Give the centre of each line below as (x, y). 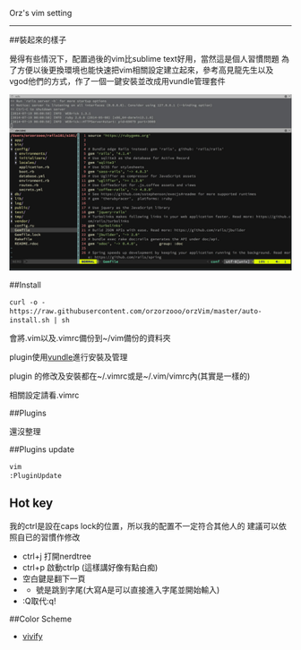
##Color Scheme (41, 619)
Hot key (31, 504)
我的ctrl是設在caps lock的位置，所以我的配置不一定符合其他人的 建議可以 (144, 526)
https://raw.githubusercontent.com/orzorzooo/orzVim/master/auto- (136, 312)
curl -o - (28, 303)
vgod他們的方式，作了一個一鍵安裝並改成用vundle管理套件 (117, 81)
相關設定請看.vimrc (44, 395)
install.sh (30, 321)
